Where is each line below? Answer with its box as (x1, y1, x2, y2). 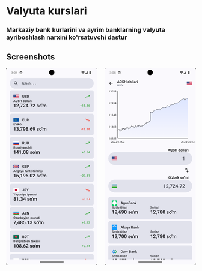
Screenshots (6, 52, 55, 62)
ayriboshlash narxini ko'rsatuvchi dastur (6, 33, 127, 41)
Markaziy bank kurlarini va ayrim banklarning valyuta (6, 26, 165, 34)
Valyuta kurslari (6, 4, 87, 18)
